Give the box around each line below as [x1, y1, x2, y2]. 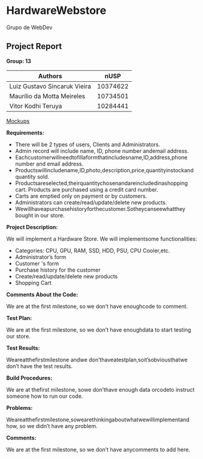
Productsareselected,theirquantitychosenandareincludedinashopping [15, 179, 188, 187]
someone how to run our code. [6, 392, 84, 400]
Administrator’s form [15, 253, 67, 261]
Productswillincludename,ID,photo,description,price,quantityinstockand [15, 166, 194, 173]
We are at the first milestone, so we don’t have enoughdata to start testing [6, 326, 191, 333]
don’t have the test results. [6, 362, 73, 370]
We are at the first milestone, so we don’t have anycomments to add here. [6, 446, 191, 453]
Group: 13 [6, 57, 32, 64]
